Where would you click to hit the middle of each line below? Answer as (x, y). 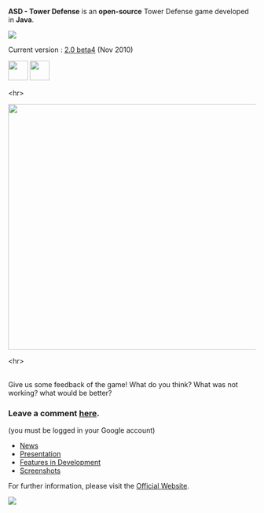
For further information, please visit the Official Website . (99, 486)
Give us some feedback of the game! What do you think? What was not (123, 384)
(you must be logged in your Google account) (82, 430)
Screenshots (40, 471)
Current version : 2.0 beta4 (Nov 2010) (71, 50)
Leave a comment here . (54, 413)
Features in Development (60, 463)
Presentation (40, 454)
